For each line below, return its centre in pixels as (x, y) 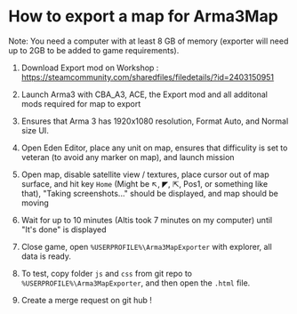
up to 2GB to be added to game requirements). (94, 50)
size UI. (35, 130)
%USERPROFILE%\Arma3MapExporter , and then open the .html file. (136, 283)
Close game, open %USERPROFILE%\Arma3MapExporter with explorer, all (146, 246)
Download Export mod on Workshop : (90, 68)
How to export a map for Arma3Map (144, 16)
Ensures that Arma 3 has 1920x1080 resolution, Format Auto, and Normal (155, 121)
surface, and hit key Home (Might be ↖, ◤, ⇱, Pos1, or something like (144, 183)
